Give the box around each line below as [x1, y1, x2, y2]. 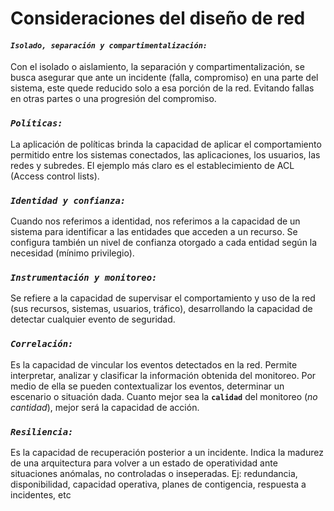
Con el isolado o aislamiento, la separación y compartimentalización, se [10, 61, 305, 73]
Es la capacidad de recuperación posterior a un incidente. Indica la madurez [10, 446, 324, 458]
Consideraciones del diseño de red [10, 7, 306, 30]
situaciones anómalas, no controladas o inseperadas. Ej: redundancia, [10, 467, 298, 479]
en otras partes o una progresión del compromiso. [10, 93, 217, 105]
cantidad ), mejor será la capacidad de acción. [10, 401, 200, 413]
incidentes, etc [10, 488, 72, 501]
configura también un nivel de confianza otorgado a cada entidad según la [10, 236, 318, 248]
